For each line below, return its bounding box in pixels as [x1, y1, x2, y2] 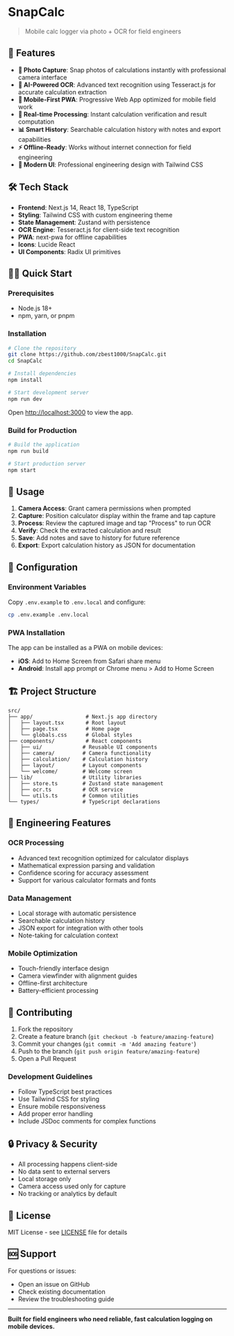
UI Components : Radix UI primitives [17, 247, 121, 256]
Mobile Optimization [8, 949, 78, 958]
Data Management [8, 893, 72, 903]
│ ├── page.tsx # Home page [8, 725, 120, 733]
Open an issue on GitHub [17, 1280, 90, 1288]
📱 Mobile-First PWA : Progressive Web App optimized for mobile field [17, 95, 216, 103]
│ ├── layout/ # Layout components [8, 762, 142, 769]
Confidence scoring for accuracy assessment [17, 869, 149, 877]
